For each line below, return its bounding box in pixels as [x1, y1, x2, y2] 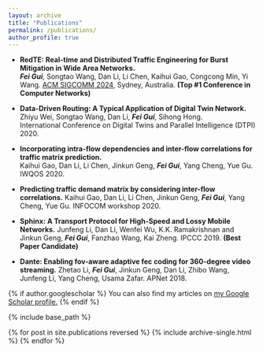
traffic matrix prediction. [19, 153, 102, 162]
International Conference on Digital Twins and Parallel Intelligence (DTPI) [19, 120, 256, 130]
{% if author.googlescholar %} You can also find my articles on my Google [8, 289, 250, 298]
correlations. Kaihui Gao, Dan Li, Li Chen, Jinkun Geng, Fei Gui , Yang [19, 193, 246, 202]
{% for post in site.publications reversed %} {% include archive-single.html [8, 328, 252, 337]
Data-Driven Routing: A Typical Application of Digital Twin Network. [19, 104, 246, 113]
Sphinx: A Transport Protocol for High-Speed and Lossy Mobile [19, 217, 231, 226]
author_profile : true [8, 33, 80, 42]
